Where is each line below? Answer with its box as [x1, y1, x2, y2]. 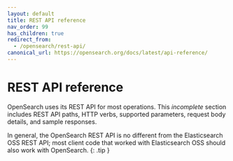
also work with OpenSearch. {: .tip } [7, 146, 110, 154]
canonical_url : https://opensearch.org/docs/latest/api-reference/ [7, 50, 209, 57]
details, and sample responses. [7, 117, 97, 126]
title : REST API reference [7, 17, 86, 24]
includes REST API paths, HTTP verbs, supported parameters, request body [7, 110, 226, 118]
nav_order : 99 [7, 23, 49, 30]
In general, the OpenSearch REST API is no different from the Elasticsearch [7, 131, 223, 139]
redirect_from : [7, 36, 52, 43]
